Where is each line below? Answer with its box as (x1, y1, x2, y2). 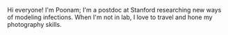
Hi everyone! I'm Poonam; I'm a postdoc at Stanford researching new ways (7, 6, 222, 14)
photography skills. (7, 21, 62, 28)
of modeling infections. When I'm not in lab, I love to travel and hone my (7, 13, 213, 21)
